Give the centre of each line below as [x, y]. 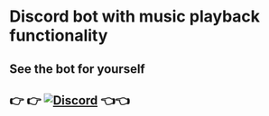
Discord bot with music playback [134, 17]
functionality [59, 36]
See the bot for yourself [78, 69]
